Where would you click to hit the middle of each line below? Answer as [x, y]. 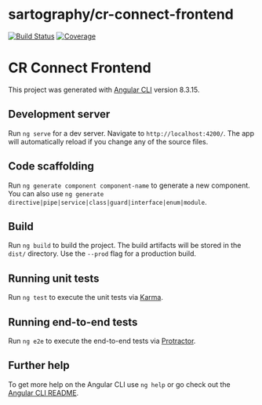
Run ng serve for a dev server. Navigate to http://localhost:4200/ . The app [131, 133]
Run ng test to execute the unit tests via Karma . [86, 297]
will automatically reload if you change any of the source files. [108, 141]
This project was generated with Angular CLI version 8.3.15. [104, 89]
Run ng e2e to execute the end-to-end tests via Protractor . [102, 341]
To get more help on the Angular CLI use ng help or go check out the [119, 384]
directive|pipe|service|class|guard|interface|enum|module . [107, 202]
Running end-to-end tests [73, 322]
